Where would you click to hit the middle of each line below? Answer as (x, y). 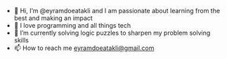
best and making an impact (53, 18)
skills (21, 40)
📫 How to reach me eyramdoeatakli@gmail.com (84, 48)
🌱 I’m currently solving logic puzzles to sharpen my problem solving (112, 33)
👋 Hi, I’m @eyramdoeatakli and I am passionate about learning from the (117, 11)
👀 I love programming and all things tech (72, 25)
